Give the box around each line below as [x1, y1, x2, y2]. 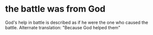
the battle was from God [5, 3, 106, 15]
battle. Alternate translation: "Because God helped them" [5, 24, 121, 30]
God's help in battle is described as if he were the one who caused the [5, 19, 149, 25]
